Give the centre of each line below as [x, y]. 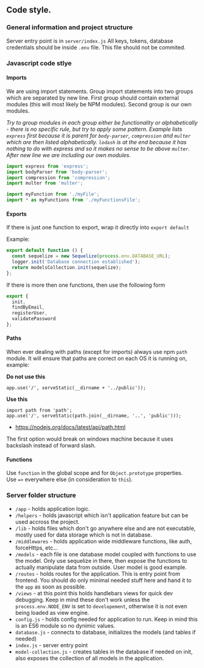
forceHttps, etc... [36, 548]
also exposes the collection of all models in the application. [89, 658]
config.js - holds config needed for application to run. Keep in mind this [106, 619]
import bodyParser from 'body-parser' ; [57, 172]
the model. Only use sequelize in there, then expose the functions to [101, 560]
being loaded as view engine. [52, 612]
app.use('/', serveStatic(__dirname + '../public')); [76, 388]
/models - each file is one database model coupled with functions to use [106, 554]
